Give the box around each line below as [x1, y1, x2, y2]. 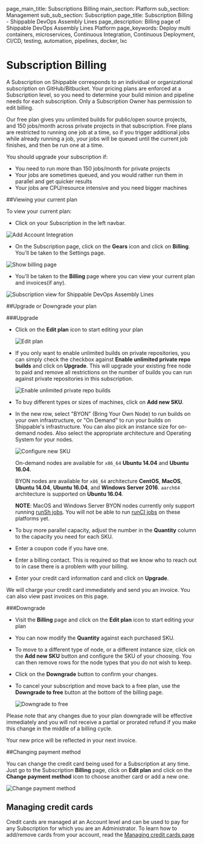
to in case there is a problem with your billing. [14, 562, 129, 570]
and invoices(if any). [14, 279, 66, 286]
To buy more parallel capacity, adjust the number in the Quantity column [14, 526, 196, 534]
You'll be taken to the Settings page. [14, 249, 106, 256]
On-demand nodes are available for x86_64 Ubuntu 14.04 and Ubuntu [14, 459, 189, 466]
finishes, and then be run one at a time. [6, 141, 104, 149]
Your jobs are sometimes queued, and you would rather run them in [14, 171, 183, 178]
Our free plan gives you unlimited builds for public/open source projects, [6, 115, 187, 123]
